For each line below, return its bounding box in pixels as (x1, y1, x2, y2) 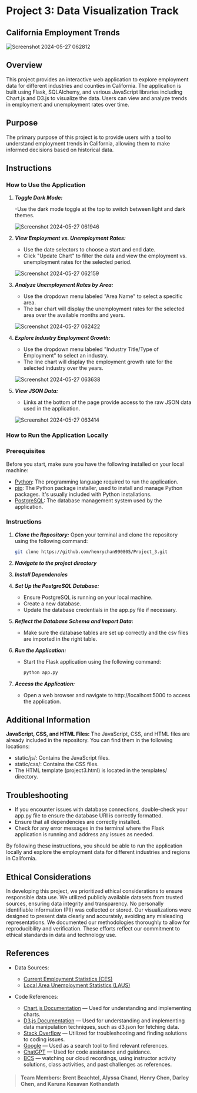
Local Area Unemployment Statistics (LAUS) (23, 982, 131, 989)
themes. (14, 212, 35, 219)
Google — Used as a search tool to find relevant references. (23, 1042, 169, 1049)
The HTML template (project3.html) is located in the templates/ (14, 767, 168, 774)
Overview (6, 60, 43, 70)
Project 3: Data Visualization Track (6, 4, 179, 18)
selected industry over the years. (23, 365, 104, 372)
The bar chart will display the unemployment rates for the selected (23, 305, 185, 313)
